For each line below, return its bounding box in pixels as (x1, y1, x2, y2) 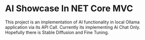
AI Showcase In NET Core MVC (5, 3, 133, 14)
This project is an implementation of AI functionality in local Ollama (5, 19, 140, 25)
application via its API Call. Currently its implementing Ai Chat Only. (5, 24, 141, 30)
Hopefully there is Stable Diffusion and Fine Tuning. (5, 29, 109, 35)
